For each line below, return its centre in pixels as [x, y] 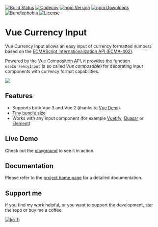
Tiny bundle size [29, 113]
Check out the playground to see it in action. [50, 151]
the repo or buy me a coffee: [34, 210]
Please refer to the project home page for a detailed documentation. [74, 178]
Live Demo [22, 139]
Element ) [21, 123]
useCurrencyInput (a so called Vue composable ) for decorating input [74, 66]
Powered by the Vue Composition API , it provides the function [68, 61]
